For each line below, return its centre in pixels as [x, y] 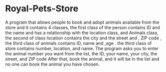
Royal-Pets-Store [42, 9]
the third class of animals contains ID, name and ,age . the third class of [79, 43]
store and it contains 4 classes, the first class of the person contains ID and [83, 27]
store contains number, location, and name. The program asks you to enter [82, 48]
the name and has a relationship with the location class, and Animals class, [82, 33]
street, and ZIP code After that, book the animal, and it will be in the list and [82, 59]
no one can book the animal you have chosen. [52, 64]
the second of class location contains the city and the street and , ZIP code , [83, 38]
